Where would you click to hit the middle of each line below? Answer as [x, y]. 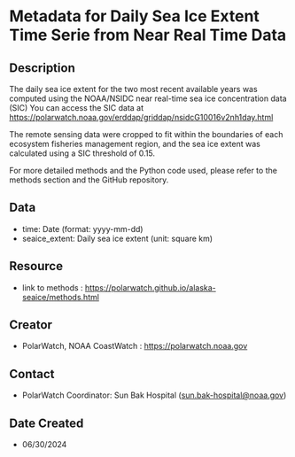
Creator [31, 325]
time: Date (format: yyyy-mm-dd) [82, 228]
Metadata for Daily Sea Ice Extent [134, 16]
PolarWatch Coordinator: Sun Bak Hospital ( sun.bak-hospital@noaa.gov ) [154, 395]
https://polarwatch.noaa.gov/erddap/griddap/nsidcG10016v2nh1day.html [141, 117]
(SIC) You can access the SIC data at [77, 108]
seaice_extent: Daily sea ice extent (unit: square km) [117, 238]
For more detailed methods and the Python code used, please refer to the [143, 170]
